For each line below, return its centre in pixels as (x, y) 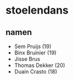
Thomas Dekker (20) (40, 65)
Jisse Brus (27, 59)
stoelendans (37, 10)
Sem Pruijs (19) (33, 46)
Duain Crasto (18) (36, 71)
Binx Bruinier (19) (35, 53)
